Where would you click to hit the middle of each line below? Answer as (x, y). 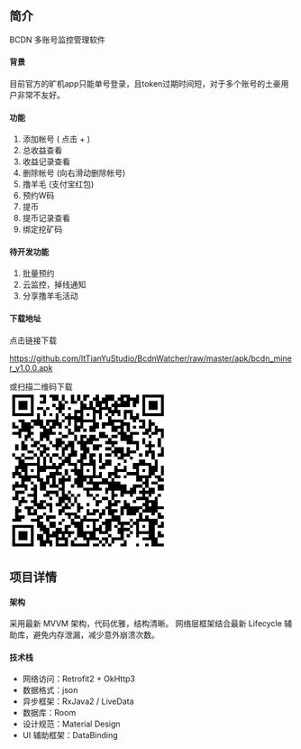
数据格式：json (50, 690)
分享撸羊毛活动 (50, 296)
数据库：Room (49, 713)
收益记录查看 (46, 162)
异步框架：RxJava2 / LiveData (78, 701)
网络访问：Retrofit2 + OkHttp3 (78, 679)
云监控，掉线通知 (54, 285)
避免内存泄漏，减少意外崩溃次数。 (96, 635)
